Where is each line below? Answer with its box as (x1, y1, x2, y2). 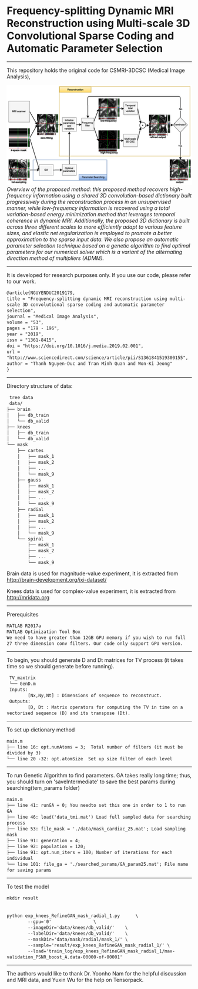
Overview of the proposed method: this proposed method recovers (6, 186, 169, 193)
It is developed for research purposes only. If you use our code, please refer (6, 271, 192, 278)
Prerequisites (6, 611, 39, 618)
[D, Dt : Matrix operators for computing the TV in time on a (28, 704, 183, 710)
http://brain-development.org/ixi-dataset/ (6, 576, 107, 583)
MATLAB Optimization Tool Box (6, 629, 81, 635)
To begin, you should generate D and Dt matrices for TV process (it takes (6, 656, 184, 664)
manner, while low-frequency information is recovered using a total (6, 205, 170, 212)
